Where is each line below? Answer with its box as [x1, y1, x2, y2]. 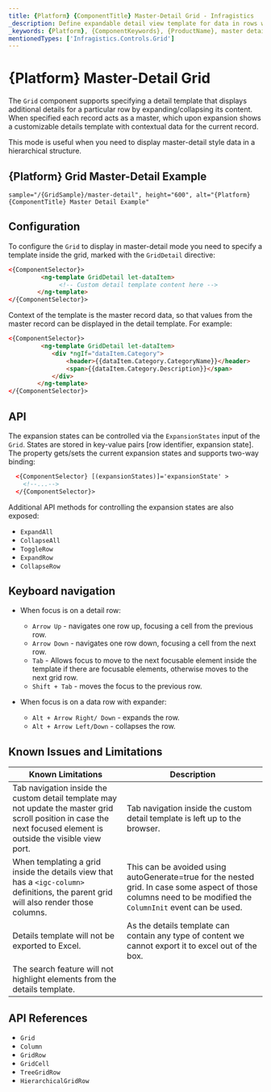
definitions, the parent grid [12, 887, 113, 898]
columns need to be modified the [126, 891, 252, 903]
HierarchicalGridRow [19, 1077, 90, 1086]
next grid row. [31, 673, 78, 683]
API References [8, 1011, 88, 1025]
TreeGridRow [19, 1069, 60, 1077]
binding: [8, 457, 36, 466]
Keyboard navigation [8, 584, 115, 599]
